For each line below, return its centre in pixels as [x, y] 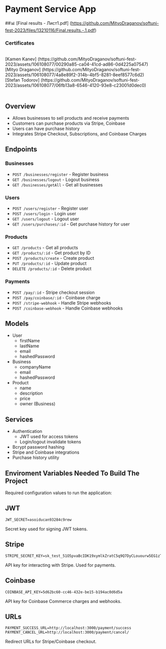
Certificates [20, 43]
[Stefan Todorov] [22, 80]
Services [19, 419]
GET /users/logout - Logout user [46, 219]
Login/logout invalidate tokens [50, 442]
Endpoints [21, 149]
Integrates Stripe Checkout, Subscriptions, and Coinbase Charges [79, 134]
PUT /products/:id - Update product [49, 264]
